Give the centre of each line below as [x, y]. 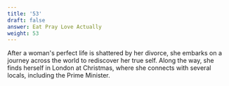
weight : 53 [23, 33]
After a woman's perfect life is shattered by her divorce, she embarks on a [115, 53]
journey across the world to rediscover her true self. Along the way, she [111, 61]
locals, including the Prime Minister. [59, 76]
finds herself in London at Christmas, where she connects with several [109, 68]
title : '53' [25, 14]
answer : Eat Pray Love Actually [54, 27]
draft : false [26, 20]
